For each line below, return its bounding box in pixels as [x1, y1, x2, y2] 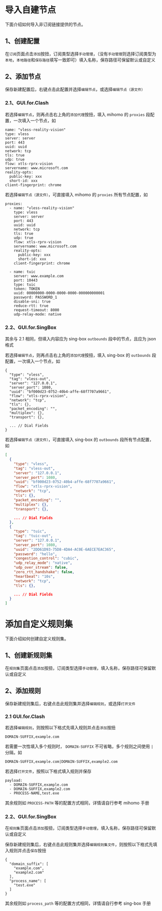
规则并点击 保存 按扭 [9, 848, 46, 854]
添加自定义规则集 [5, 619, 74, 630]
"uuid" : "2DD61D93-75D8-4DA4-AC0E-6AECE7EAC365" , [14, 547, 116, 552]
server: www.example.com [14, 273, 64, 278]
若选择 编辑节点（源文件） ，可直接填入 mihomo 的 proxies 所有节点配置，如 [5, 191, 148, 197]
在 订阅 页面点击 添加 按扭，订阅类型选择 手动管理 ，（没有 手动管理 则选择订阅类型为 [5, 51, 156, 56]
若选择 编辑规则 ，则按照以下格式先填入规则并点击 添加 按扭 [5, 725, 116, 731]
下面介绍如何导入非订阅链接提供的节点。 [5, 21, 86, 27]
